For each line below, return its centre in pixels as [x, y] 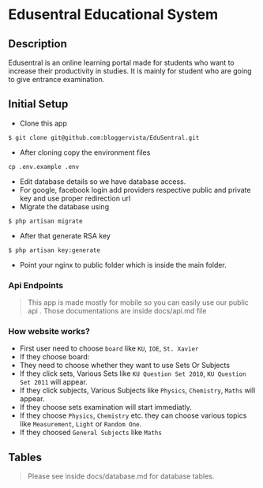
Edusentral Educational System [113, 15]
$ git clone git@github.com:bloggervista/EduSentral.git [104, 137]
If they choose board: [54, 357]
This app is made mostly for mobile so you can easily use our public [138, 302]
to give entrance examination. [56, 79]
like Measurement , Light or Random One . [81, 424]
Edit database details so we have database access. [103, 181]
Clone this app [43, 123]
